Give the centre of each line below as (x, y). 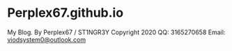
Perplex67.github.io (65, 13)
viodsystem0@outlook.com (46, 39)
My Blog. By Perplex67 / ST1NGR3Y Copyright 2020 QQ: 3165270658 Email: (116, 32)
